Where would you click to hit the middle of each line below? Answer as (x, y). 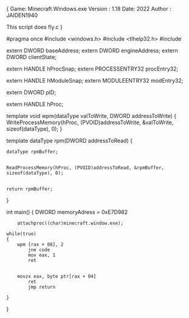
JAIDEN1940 (22, 15)
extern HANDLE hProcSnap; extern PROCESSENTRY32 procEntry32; (92, 69)
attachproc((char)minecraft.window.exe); (70, 223)
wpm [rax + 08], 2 (40, 244)
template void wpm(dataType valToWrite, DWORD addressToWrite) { (91, 116)
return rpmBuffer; (29, 189)
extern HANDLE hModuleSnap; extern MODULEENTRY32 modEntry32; (95, 81)
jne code (39, 250)
